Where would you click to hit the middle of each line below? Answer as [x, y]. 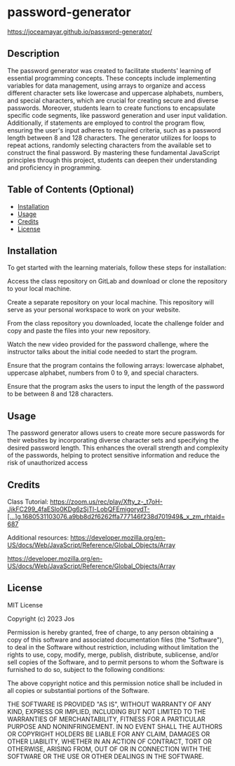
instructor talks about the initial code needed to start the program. [102, 352]
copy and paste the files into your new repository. [79, 331]
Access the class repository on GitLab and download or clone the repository [117, 281]
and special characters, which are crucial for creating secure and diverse [113, 100]
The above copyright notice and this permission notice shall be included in [115, 683]
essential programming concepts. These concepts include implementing [112, 78]
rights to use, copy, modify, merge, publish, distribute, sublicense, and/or [113, 654]
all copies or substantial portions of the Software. [78, 690]
